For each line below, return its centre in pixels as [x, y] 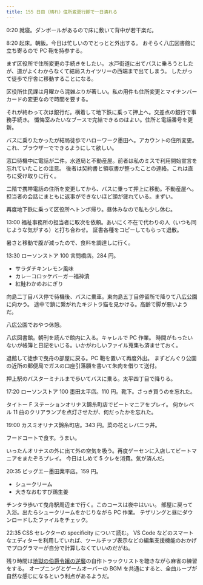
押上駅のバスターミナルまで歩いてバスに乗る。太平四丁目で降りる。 [91, 378]
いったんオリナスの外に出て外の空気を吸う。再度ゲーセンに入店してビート [99, 451]
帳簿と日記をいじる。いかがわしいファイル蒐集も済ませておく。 [102, 345]
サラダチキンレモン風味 [44, 269]
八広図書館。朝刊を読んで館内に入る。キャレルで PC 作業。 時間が [89, 337]
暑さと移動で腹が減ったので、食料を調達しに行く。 [70, 242]
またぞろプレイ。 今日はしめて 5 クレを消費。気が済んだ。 [95, 458]
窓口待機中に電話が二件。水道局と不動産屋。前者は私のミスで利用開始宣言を [102, 160]
